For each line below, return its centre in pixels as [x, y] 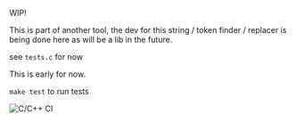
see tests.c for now [46, 57]
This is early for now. [48, 74]
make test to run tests [49, 91]
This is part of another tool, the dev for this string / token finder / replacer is [148, 30]
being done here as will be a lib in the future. [91, 40]
